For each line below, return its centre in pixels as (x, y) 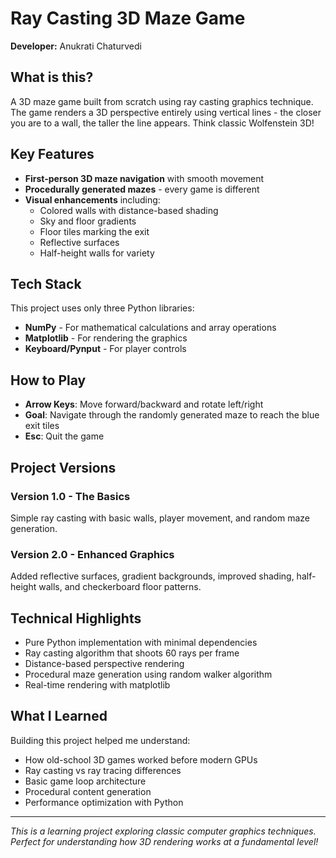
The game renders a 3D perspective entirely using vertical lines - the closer (166, 112)
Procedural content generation (88, 791)
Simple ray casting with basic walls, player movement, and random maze (160, 518)
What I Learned (59, 716)
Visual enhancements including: (92, 199)
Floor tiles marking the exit (94, 231)
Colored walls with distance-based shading (129, 210)
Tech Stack (46, 283)
